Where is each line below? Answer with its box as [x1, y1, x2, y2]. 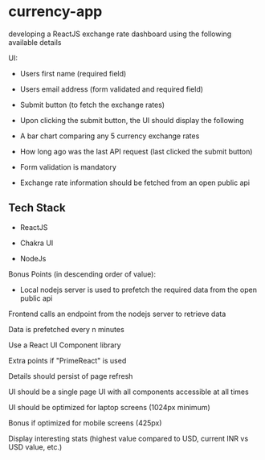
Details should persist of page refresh [8, 371, 133, 380]
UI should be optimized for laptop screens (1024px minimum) [8, 402, 210, 412]
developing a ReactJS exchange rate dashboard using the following [8, 29, 232, 39]
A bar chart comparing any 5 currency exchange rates [19, 131, 200, 141]
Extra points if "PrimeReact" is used [8, 355, 127, 365]
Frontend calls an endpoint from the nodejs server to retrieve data [8, 309, 226, 318]
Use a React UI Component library [8, 340, 122, 350]
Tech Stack [8, 201, 66, 215]
